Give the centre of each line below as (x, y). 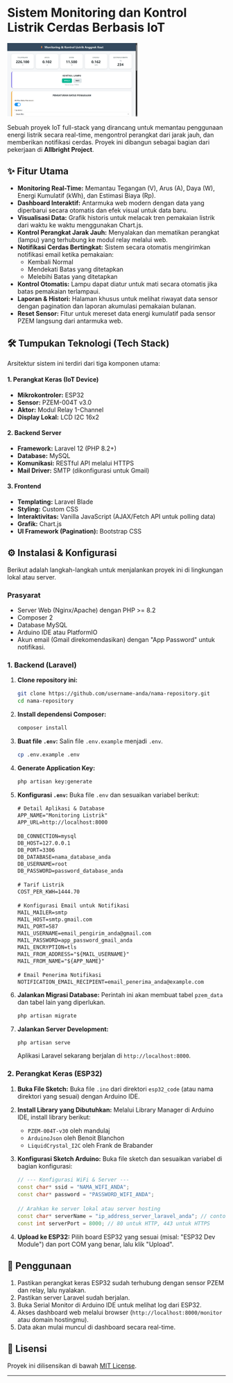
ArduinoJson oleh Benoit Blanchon (76, 1138)
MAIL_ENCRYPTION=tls (47, 947)
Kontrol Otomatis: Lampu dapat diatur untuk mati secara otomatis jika (117, 284)
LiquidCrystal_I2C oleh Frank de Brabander (90, 1145)
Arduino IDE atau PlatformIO (57, 632)
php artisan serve (44, 1042)
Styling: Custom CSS (48, 509)
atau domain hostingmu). (53, 1319)
